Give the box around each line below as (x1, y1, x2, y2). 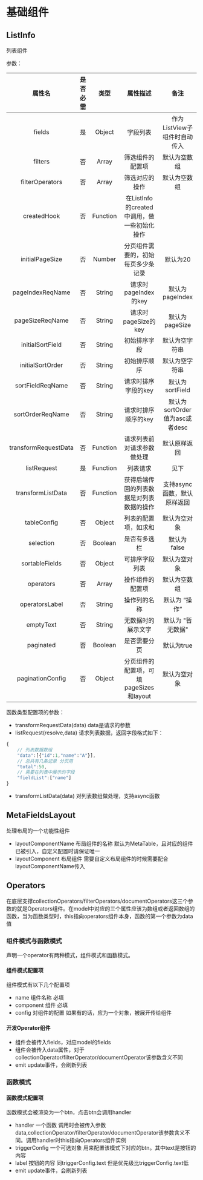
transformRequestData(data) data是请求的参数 (14, 722, 131, 728)
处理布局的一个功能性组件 (6, 827, 70, 834)
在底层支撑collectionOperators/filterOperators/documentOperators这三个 (6, 897, 188, 905)
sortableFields (21, 559, 62, 567)
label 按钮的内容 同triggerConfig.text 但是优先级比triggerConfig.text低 (14, 1159, 189, 1167)
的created (125, 203, 153, 211)
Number (92, 255, 117, 263)
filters (33, 157, 50, 165)
